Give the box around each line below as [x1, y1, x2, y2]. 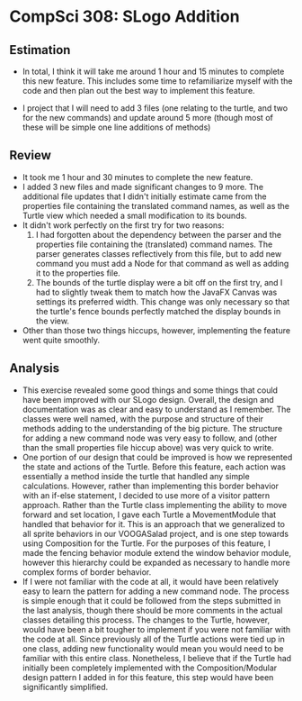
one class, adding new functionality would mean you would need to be [22, 642, 285, 654]
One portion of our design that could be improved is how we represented [22, 451, 293, 462]
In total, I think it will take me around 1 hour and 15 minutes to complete [22, 66, 285, 77]
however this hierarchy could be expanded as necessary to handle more [22, 557, 290, 568]
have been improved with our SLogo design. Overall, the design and [22, 394, 274, 405]
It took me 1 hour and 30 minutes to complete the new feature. [22, 171, 253, 182]
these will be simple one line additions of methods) [22, 122, 211, 132]
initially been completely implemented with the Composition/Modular [22, 662, 278, 673]
